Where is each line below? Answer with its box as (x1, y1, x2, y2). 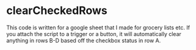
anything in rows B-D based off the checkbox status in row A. (6, 37, 161, 44)
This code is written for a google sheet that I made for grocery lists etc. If (6, 24, 191, 31)
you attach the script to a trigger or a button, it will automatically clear (6, 30, 182, 37)
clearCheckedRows (6, 4, 108, 18)
